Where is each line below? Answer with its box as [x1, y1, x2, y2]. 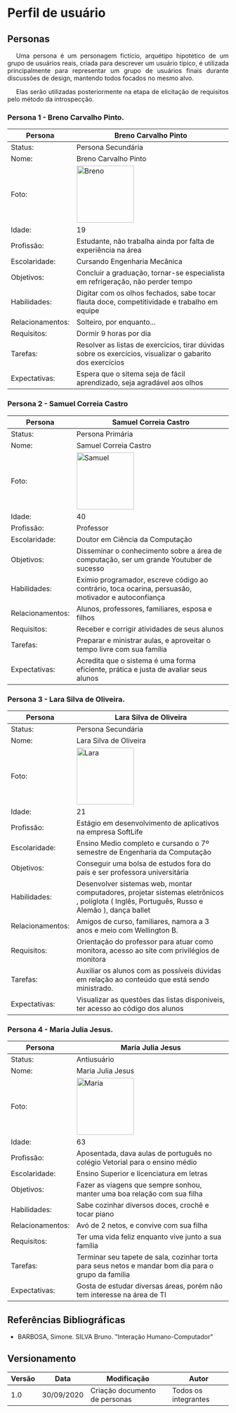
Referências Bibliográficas [7, 1314, 126, 1326]
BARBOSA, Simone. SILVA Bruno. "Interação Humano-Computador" [17, 1333, 214, 1341]
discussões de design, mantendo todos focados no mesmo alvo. [7, 74, 195, 82]
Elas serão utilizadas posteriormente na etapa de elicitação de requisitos [16, 88, 229, 96]
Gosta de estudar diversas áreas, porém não [76, 1281, 223, 1291]
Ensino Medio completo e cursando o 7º [76, 838, 209, 848]
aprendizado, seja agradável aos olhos [76, 378, 204, 388]
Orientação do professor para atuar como [76, 937, 214, 946]
